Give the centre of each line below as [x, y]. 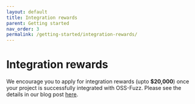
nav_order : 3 [23, 29]
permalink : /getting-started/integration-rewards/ [72, 35]
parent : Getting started [38, 23]
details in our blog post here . [42, 94]
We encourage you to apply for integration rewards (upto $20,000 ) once [98, 81]
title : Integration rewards [42, 18]
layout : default [27, 12]
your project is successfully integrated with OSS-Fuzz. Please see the [94, 88]
